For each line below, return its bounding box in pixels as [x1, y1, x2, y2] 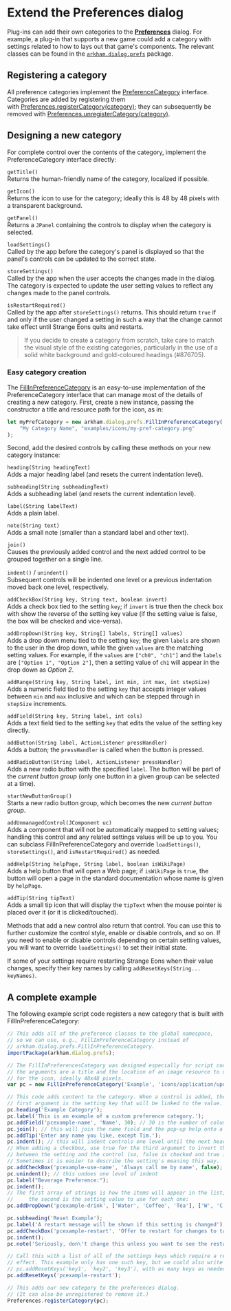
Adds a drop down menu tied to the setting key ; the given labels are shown [7, 637, 220, 645]
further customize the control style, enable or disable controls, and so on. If [7, 929, 221, 937]
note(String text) [7, 522, 60, 529]
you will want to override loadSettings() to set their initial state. [7, 944, 188, 952]
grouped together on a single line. [7, 555, 103, 564]
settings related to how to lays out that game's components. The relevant [7, 42, 214, 50]
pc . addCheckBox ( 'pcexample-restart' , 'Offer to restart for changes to [7, 1227, 217, 1235]
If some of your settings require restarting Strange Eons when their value [7, 957, 214, 965]
